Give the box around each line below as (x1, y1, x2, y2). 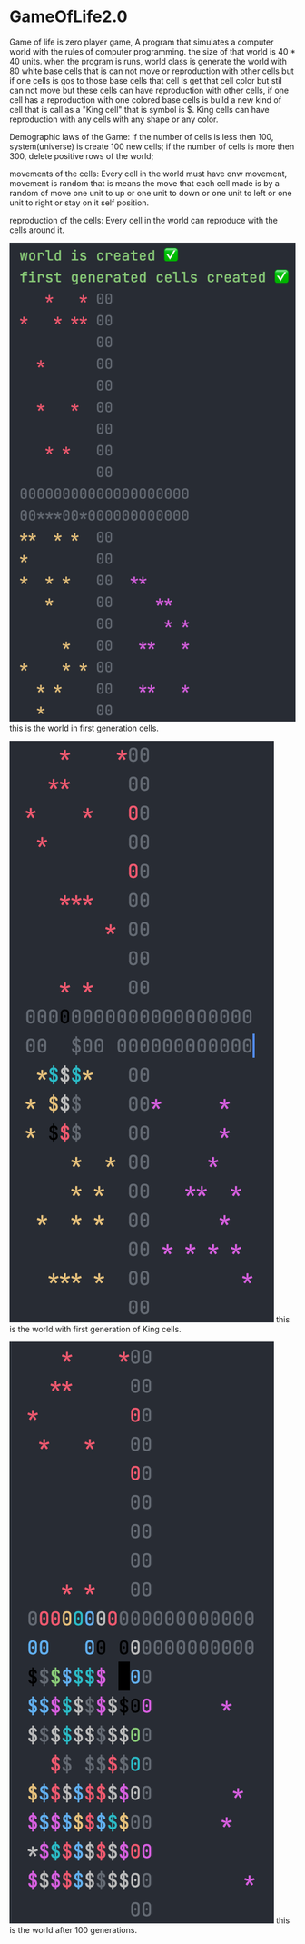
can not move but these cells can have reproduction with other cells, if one (9, 85, 289, 95)
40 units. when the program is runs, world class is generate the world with (9, 55, 288, 66)
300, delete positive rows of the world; (9, 150, 154, 161)
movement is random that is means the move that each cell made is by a (9, 177, 280, 188)
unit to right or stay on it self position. (9, 197, 150, 208)
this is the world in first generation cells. (9, 723, 159, 733)
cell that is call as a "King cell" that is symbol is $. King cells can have (9, 104, 270, 115)
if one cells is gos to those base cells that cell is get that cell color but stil (9, 75, 283, 85)
